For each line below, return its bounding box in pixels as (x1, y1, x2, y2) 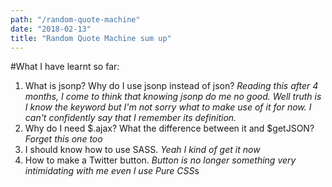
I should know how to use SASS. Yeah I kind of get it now (24, 144, 261, 156)
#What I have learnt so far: (10, 61, 120, 73)
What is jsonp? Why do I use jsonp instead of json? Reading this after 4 (24, 80, 319, 92)
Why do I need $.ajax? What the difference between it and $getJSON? (24, 122, 315, 135)
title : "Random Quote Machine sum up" (10, 33, 172, 43)
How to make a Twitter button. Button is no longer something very (24, 154, 297, 166)
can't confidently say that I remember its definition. (24, 112, 237, 124)
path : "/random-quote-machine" (10, 14, 141, 25)
